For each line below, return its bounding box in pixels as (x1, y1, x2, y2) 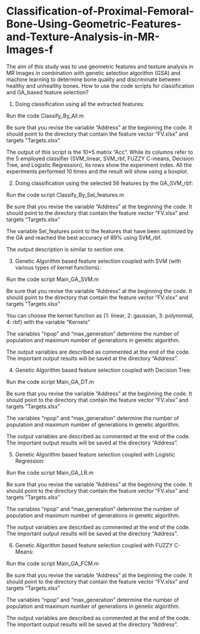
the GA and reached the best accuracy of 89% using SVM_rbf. (6, 234, 162, 241)
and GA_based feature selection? (6, 88, 89, 96)
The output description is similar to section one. (6, 245, 125, 253)
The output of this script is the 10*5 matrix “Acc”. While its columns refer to (6, 148, 193, 156)
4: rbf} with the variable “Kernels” (6, 318, 91, 325)
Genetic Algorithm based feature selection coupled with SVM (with (15, 257, 181, 265)
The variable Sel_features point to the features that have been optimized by (6, 227, 194, 234)
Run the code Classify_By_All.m (6, 112, 85, 119)
